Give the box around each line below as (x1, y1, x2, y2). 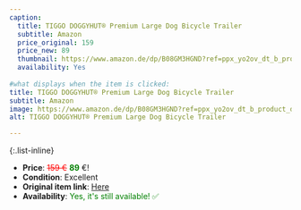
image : (9, 105, 34, 113)
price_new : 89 (17, 46, 70, 55)
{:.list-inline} (9, 145, 55, 156)
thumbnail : (17, 55, 58, 63)
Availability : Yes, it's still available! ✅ (21, 191, 159, 202)
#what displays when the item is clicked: (9, 80, 170, 88)
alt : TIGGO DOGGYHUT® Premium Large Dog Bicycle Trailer (9, 113, 227, 122)
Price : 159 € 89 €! (21, 163, 90, 173)
